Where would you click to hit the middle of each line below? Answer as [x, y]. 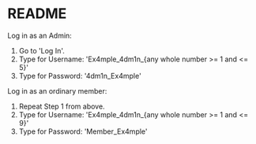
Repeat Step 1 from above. [62, 106]
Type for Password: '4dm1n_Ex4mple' [80, 76]
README [37, 14]
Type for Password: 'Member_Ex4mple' [83, 131]
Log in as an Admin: [40, 35]
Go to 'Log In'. [41, 50]
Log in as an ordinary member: [57, 90]
